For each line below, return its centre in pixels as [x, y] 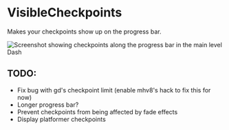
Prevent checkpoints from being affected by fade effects [97, 112]
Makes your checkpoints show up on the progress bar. [84, 31]
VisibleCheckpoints [65, 13]
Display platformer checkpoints [62, 119]
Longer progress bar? [48, 105]
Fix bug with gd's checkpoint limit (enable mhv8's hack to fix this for [114, 90]
